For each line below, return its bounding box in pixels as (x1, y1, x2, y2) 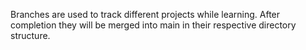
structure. (10, 30, 51, 41)
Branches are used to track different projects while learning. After (10, 9, 281, 20)
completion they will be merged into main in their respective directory (10, 19, 297, 31)
